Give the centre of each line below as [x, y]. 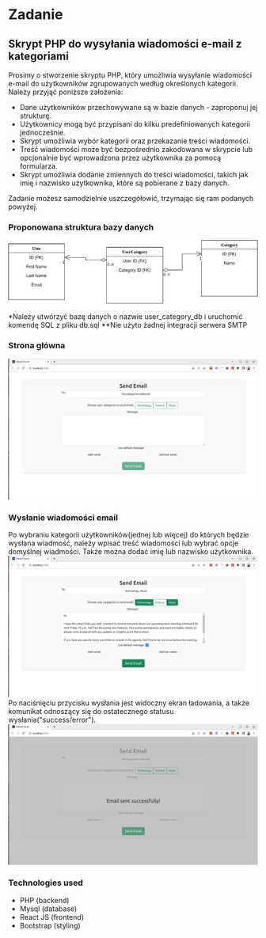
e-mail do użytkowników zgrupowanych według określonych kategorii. [123, 84]
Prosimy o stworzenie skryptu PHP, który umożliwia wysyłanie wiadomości [130, 75]
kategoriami [38, 56]
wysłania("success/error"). [52, 720]
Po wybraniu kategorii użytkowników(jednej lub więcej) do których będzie [129, 535]
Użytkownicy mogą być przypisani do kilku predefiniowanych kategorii [135, 124]
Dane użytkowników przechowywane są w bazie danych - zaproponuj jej [139, 107]
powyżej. [23, 207]
